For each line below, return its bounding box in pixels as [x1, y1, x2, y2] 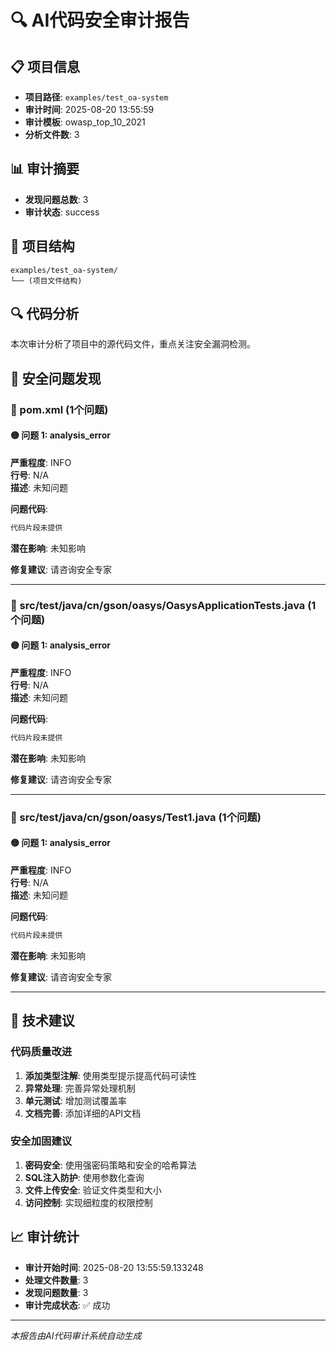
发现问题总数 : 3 [24, 193, 89, 205]
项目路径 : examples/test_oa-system [24, 91, 169, 103]
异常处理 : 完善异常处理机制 [24, 1082, 136, 1094]
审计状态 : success [24, 206, 100, 218]
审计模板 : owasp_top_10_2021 [24, 116, 146, 128]
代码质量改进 [10, 1045, 73, 1059]
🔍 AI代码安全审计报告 [10, 9, 190, 32]
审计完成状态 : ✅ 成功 [24, 1299, 111, 1311]
